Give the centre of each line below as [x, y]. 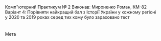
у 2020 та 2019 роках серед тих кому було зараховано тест [67, 17]
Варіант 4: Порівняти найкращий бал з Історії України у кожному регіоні [81, 12]
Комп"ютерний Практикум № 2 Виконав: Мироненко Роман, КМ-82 [76, 7]
